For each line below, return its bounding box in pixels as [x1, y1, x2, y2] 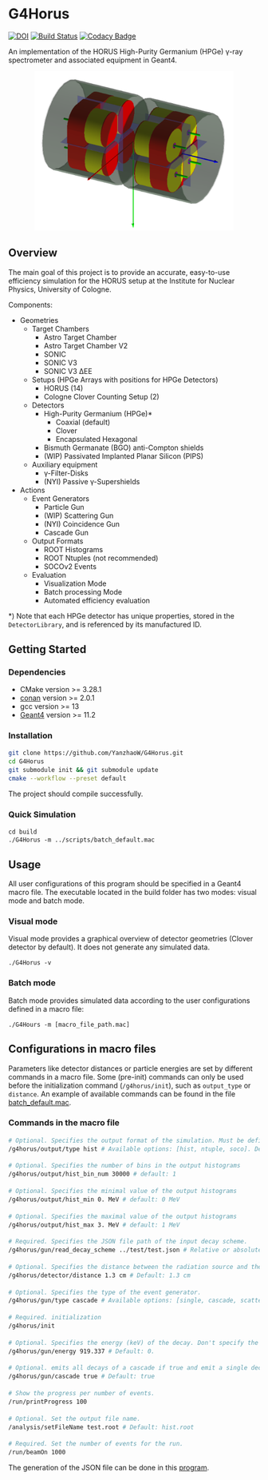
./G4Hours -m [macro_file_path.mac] [8, 1020, 130, 1028]
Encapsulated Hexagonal [55, 434, 138, 444]
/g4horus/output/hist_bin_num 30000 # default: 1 [8, 1170, 177, 1179]
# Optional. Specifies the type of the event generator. [8, 1288, 202, 1296]
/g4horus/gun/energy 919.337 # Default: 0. [8, 1347, 156, 1355]
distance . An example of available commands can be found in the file [8, 1088, 236, 1099]
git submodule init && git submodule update [8, 766, 159, 774]
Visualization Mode [43, 579, 107, 588]
